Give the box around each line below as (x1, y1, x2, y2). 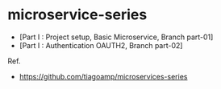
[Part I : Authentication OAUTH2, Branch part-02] (19, 40, 183, 50)
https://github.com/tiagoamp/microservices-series (19, 71, 188, 81)
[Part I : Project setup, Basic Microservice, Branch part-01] (19, 32, 214, 42)
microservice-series (7, 6, 148, 24)
